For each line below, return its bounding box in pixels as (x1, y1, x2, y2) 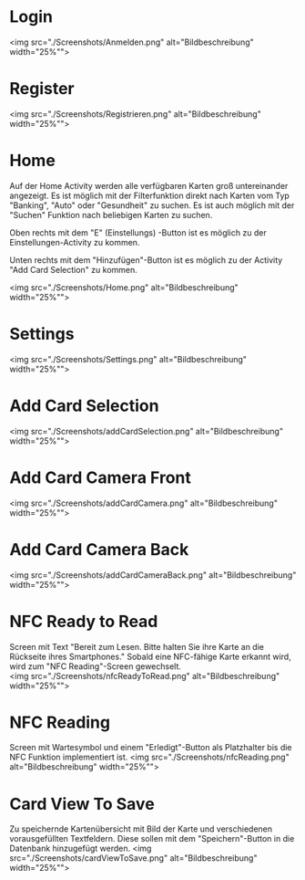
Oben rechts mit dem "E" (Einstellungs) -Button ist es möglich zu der (9, 226, 267, 238)
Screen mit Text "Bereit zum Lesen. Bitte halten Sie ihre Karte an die (9, 641, 264, 652)
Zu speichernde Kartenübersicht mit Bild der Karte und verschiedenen (9, 823, 273, 834)
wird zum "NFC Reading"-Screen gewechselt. (9, 660, 182, 672)
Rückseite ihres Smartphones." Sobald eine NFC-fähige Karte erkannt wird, (9, 651, 291, 662)
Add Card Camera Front (9, 467, 191, 487)
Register (9, 79, 75, 100)
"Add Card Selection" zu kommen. (9, 264, 138, 275)
